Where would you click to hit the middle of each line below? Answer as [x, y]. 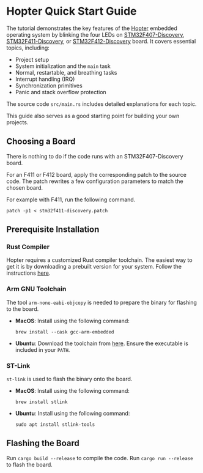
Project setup [32, 59]
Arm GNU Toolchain [36, 289]
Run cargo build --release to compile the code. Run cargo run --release [100, 458]
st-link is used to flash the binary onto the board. [69, 379]
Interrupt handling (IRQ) [45, 79]
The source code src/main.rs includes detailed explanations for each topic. [102, 104]
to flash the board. [30, 464]
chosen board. [25, 187]
